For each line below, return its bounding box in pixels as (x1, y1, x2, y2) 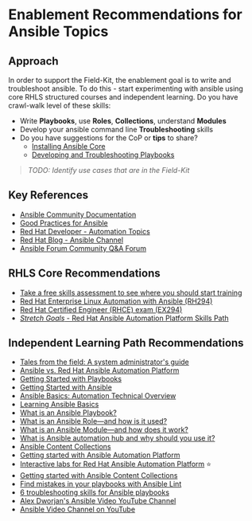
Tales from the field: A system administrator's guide (19, 357, 189, 367)
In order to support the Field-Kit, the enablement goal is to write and (8, 76, 231, 84)
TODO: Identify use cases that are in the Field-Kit (27, 166, 190, 174)
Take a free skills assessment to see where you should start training (19, 288, 242, 297)
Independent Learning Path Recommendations (8, 336, 244, 350)
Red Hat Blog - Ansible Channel (19, 235, 124, 245)
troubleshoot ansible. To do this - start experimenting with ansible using (8, 84, 244, 93)
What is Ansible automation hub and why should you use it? (19, 433, 215, 443)
